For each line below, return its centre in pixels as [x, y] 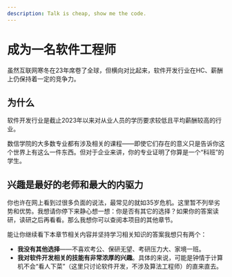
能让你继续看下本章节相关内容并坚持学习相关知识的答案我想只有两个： [107, 234]
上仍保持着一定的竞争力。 [43, 79]
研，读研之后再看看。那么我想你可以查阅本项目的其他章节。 [92, 220]
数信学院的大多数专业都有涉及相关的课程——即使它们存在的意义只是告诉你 [113, 144]
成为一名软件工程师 [62, 50]
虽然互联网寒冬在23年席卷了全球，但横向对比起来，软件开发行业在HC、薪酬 [115, 70]
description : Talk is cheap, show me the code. [77, 13]
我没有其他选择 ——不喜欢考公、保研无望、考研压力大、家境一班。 [111, 249]
